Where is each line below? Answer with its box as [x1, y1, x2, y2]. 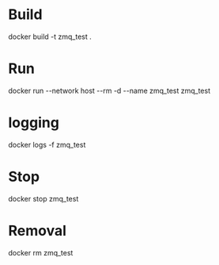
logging [8, 113, 59, 132]
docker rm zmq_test [8, 248, 74, 257]
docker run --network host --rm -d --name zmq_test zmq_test [8, 86, 211, 95]
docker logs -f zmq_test [8, 140, 86, 149]
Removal [8, 221, 67, 240]
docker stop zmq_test [8, 194, 79, 203]
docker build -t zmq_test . [8, 32, 93, 41]
